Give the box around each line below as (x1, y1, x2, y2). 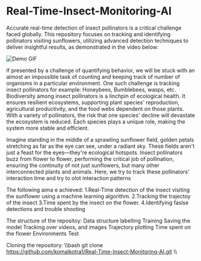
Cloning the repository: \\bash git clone (6, 241, 104, 248)
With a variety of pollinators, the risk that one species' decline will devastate (6, 112, 196, 119)
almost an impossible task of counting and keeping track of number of (6, 73, 181, 80)
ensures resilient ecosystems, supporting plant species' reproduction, (6, 98, 179, 106)
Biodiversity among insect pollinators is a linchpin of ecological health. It (6, 92, 185, 99)
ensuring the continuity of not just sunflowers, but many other (6, 162, 159, 169)
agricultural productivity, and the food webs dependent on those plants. (6, 105, 185, 112)
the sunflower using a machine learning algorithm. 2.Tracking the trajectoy (6, 192, 191, 200)
